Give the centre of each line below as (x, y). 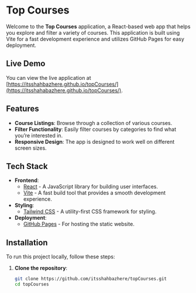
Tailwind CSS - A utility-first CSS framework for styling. (90, 211)
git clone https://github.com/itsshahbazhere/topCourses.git (91, 279)
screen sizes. (30, 148)
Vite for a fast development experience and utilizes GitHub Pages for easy (95, 39)
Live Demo (26, 64)
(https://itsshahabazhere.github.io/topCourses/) (64, 90)
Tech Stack (27, 166)
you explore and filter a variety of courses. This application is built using (93, 32)
